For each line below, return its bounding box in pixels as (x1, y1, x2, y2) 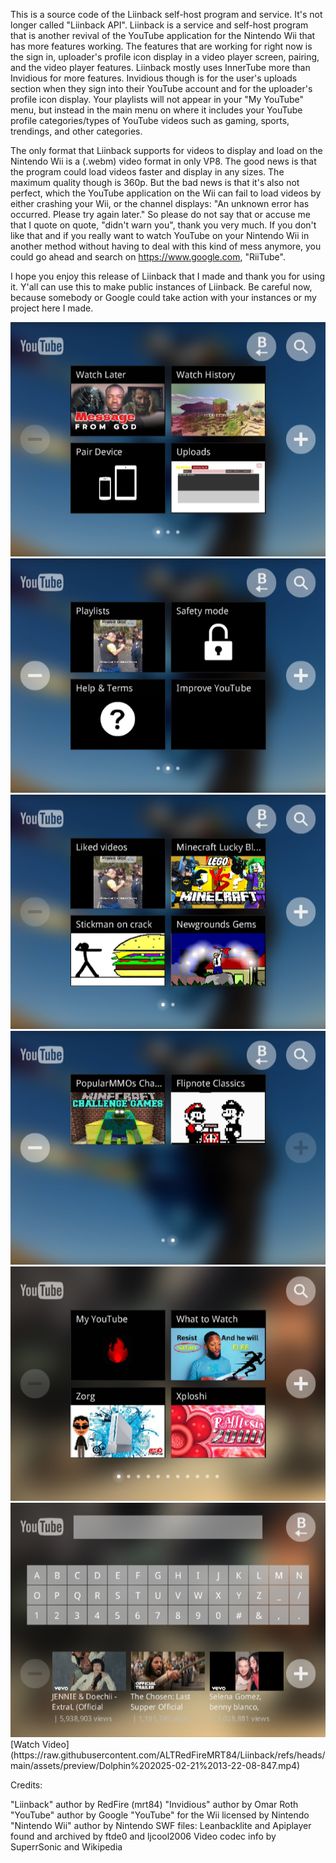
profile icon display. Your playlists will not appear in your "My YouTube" (10, 94, 305, 105)
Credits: (10, 1779, 43, 1791)
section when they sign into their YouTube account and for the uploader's (10, 83, 313, 94)
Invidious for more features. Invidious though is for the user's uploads (10, 72, 298, 84)
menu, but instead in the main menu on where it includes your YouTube (10, 104, 303, 116)
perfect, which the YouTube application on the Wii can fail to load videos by (10, 187, 322, 199)
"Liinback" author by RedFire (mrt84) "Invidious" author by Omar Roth (10, 1799, 299, 1811)
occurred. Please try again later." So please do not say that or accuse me (10, 209, 312, 220)
